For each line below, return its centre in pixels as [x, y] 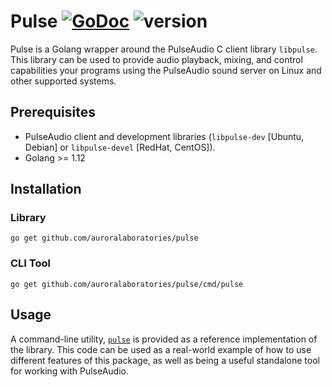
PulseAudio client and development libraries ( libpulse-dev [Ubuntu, [164, 136]
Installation [46, 189]
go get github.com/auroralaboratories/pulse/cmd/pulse [127, 284]
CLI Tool [30, 263]
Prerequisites [53, 112]
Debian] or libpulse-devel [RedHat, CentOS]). [120, 147]
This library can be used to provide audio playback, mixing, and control [156, 59]
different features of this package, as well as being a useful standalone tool [165, 360]
